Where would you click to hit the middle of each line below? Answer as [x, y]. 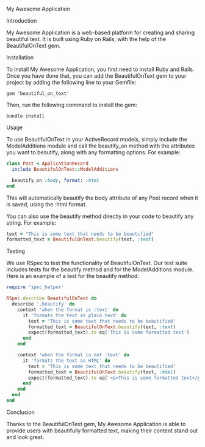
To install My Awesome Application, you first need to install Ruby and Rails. [100, 69]
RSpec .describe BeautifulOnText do [52, 299]
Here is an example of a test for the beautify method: [73, 276]
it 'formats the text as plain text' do [74, 315]
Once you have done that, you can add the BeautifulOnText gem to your [96, 76]
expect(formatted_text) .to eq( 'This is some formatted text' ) [109, 332]
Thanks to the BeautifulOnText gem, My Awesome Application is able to [96, 424]
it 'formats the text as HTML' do [67, 361]
